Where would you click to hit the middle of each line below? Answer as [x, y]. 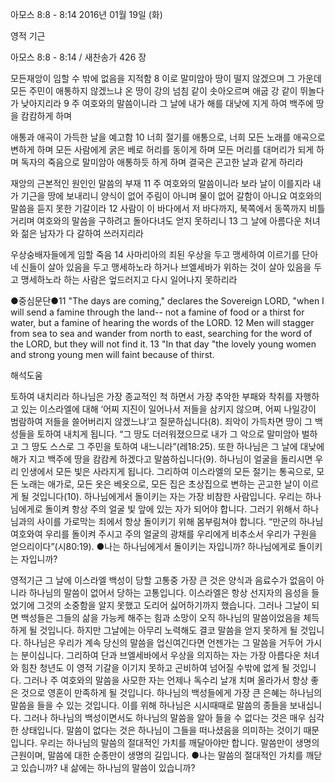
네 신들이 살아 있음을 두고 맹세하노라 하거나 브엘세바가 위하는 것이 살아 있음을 [161, 267]
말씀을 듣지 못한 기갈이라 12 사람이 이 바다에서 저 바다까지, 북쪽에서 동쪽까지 [158, 208]
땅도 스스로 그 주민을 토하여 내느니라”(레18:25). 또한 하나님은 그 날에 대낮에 [178, 446]
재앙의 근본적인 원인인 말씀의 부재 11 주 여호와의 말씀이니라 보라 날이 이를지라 [160, 183]
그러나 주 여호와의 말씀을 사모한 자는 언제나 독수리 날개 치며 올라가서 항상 [166, 680]
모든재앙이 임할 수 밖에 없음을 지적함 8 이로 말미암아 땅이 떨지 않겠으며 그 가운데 [166, 78]
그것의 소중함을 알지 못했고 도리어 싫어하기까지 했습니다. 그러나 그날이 [173, 605]
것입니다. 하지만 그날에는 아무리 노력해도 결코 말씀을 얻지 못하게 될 [168, 630]
